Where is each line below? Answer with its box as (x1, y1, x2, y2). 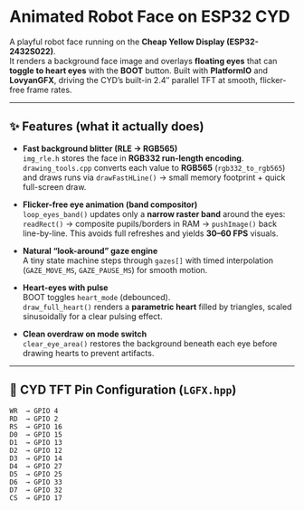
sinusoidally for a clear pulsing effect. (22, 310, 163, 322)
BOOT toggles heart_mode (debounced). (22, 291, 171, 302)
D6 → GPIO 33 (9, 477, 63, 486)
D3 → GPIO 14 (9, 454, 63, 463)
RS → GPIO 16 (9, 422, 63, 431)
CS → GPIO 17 (9, 493, 63, 503)
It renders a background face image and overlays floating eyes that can (9, 55, 278, 66)
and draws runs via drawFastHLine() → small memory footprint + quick (22, 172, 286, 183)
